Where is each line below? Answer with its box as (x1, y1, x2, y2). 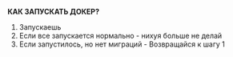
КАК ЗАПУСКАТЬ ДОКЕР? (7, 7, 99, 16)
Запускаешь (18, 22, 62, 31)
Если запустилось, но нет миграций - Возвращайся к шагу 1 (18, 39, 225, 49)
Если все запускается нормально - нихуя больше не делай (18, 31, 223, 40)
